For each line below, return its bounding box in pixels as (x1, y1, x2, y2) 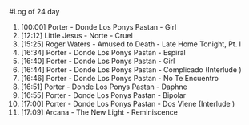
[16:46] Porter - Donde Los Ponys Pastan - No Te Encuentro (20, 74, 219, 83)
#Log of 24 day (9, 7, 60, 16)
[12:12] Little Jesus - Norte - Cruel (20, 31, 133, 40)
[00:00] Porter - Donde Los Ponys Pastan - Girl (20, 22, 177, 31)
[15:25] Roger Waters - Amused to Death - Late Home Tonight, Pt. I (20, 39, 242, 49)
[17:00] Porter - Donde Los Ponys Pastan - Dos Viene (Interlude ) (20, 99, 235, 108)
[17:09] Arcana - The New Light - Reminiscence (20, 107, 179, 117)
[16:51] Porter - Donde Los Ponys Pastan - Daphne (20, 82, 187, 91)
